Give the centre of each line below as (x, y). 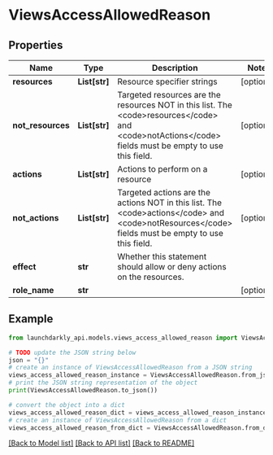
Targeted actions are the (164, 192)
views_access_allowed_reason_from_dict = (80, 428)
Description (175, 68)
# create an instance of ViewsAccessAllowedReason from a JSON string (130, 368)
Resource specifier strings (167, 81)
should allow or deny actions (172, 267)
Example (31, 319)
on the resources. (151, 277)
